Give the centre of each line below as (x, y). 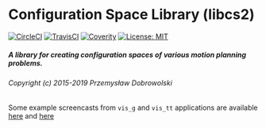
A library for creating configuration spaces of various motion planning (127, 55)
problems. (25, 63)
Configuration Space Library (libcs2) (131, 15)
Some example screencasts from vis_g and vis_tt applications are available (133, 107)
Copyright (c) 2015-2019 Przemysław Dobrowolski (91, 83)
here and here (31, 115)
